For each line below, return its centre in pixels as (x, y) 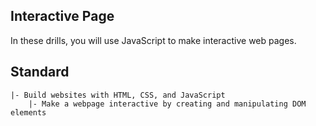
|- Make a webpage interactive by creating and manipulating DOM (167, 104)
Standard (40, 72)
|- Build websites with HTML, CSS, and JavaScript (118, 95)
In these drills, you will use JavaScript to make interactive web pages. (153, 40)
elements (28, 112)
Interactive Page (62, 16)
